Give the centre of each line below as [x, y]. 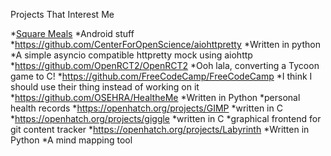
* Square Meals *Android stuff [72, 33]
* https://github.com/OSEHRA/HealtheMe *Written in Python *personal [155, 97]
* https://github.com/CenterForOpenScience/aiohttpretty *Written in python [165, 44]
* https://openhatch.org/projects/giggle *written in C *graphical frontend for [166, 118]
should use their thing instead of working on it [105, 87]
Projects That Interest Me [62, 14]
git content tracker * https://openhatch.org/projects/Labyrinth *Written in [160, 129]
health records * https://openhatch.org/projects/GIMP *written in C [146, 108]
